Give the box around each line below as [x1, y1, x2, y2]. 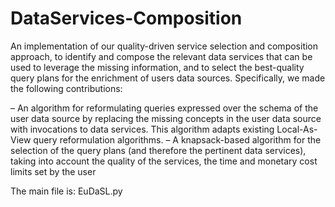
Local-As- [276, 123, 318, 135]
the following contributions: [10, 82, 123, 94]
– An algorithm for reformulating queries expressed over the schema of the [10, 102, 319, 114]
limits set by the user [10, 165, 97, 177]
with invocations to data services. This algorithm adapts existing [10, 123, 275, 135]
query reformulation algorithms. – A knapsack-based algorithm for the [33, 133, 322, 146]
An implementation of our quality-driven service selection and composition [10, 40, 319, 52]
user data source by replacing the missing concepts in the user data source [10, 112, 322, 124]
